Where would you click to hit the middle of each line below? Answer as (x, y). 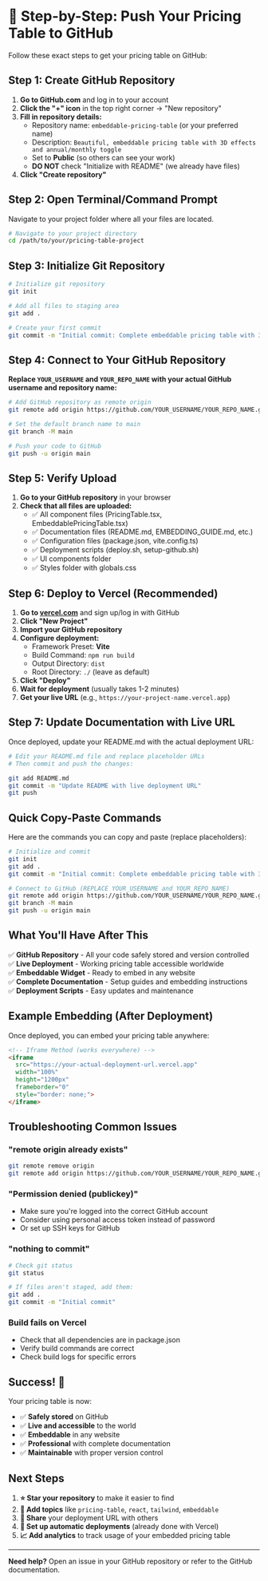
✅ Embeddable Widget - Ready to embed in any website (102, 972)
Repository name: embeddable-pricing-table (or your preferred (135, 125)
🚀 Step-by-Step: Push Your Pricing (125, 16)
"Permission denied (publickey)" (73, 1194)
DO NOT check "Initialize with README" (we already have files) (136, 166)
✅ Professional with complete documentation (95, 1444)
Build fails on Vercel (47, 1322)
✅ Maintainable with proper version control (91, 1453)
